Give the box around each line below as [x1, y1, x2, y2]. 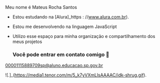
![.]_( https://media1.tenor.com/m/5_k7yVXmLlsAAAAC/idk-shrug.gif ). [5, 72, 146, 78]
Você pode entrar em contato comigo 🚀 [12, 51, 109, 58]
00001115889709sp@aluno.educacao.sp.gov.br [5, 62, 103, 68]
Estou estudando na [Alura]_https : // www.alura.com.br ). [12, 14, 129, 19]
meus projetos [12, 38, 42, 44]
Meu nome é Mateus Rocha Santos [5, 4, 77, 10]
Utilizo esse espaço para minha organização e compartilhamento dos [12, 33, 155, 39]
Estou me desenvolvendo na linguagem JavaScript [12, 23, 117, 29]
